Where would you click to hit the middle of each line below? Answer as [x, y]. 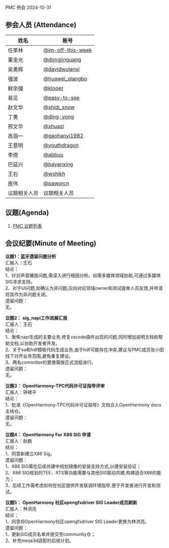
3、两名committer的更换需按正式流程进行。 [51, 362]
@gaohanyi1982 [63, 135]
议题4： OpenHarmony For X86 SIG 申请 [48, 435]
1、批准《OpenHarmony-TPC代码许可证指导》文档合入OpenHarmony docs [83, 405]
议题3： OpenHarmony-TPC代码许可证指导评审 [55, 386]
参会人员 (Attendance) [41, 25]
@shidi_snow [59, 107]
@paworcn [56, 183]
